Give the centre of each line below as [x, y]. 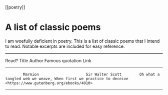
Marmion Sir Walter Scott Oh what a [91, 74]
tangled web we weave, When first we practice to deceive [67, 79]
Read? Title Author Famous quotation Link [48, 60]
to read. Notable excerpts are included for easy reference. [65, 46]
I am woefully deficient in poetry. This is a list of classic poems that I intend [82, 41]
